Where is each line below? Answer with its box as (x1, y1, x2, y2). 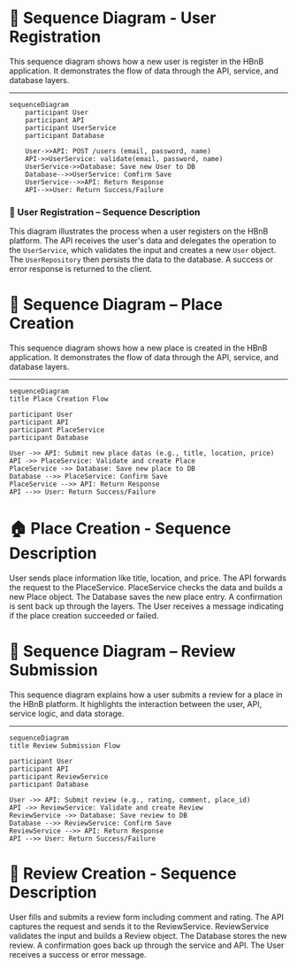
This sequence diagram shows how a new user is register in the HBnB (9, 56, 264, 66)
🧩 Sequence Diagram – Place (9, 295, 223, 315)
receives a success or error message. (9, 949, 147, 959)
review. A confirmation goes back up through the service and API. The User (9, 940, 285, 950)
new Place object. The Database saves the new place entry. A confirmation (9, 592, 283, 603)
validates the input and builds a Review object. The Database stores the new (9, 930, 287, 941)
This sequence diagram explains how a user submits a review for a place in (9, 689, 283, 700)
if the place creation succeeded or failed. (9, 611, 159, 621)
